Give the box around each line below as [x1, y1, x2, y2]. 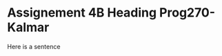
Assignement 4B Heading [7, 5, 157, 21]
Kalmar [7, 19, 50, 35]
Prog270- [159, 5, 216, 21]
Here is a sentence [7, 42, 61, 50]
